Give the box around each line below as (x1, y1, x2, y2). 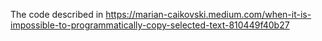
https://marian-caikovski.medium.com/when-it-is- (105, 9, 312, 20)
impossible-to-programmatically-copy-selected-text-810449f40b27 (10, 19, 290, 31)
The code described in (10, 9, 104, 20)
